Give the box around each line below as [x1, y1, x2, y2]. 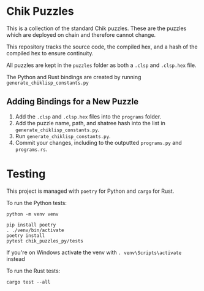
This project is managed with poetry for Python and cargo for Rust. [6, 187, 175, 195]
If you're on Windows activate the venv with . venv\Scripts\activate [6, 249, 182, 256]
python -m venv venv [6, 211, 59, 217]
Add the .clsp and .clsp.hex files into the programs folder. [15, 112, 162, 120]
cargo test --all [6, 279, 51, 285]
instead [6, 255, 26, 262]
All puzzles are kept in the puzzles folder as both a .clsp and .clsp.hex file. [6, 61, 197, 69]
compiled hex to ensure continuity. [6, 49, 94, 56]
